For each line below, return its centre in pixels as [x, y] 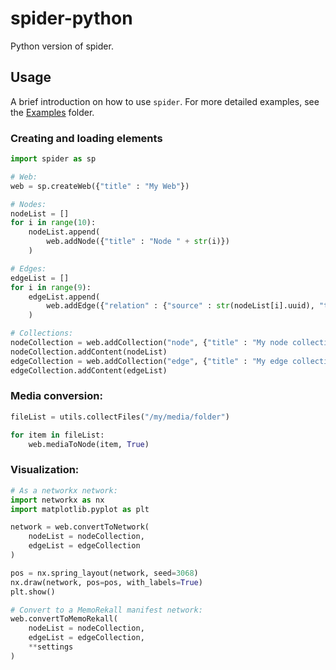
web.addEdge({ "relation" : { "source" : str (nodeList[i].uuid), [180, 306]
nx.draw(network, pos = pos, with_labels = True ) [106, 582]
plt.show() [33, 592]
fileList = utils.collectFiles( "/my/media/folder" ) [120, 417]
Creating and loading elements [86, 138]
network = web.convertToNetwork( [80, 527]
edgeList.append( [64, 297]
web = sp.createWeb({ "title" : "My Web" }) [100, 186]
